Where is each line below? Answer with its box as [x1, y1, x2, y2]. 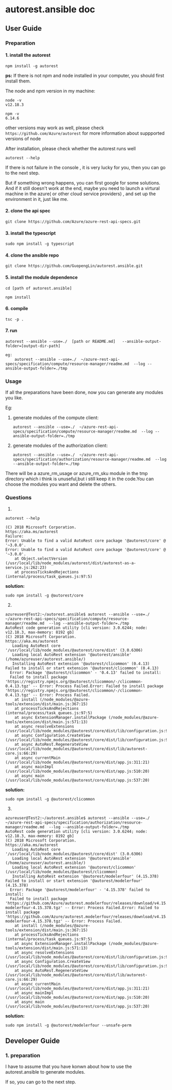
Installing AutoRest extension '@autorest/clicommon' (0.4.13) [12, 661, 150, 666]
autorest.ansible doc [5, 4, 96, 15]
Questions [5, 494, 32, 501]
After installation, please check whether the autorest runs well [5, 145, 136, 152]
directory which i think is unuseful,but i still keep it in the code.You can [5, 476, 154, 482]
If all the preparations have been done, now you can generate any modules [5, 389, 164, 396]
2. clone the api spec [5, 208, 51, 214]
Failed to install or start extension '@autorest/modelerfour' [5, 878, 143, 883]
